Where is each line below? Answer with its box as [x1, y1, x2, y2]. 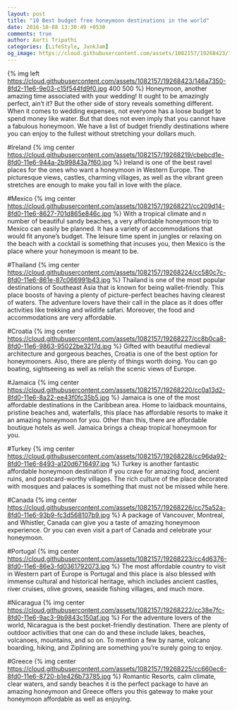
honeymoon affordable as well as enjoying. [7, 694, 132, 703]
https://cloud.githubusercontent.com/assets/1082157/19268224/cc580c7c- [7, 268, 226, 277]
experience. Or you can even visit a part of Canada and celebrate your [7, 525, 212, 534]
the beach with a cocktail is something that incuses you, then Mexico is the [7, 239, 226, 248]
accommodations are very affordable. [7, 313, 116, 322]
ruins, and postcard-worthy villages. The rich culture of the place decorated [7, 475, 228, 483]
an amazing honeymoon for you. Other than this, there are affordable [7, 415, 207, 424]
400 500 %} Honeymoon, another [108, 84, 207, 93]
